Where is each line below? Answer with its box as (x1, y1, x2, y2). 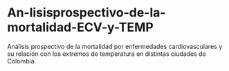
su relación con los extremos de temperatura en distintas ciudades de (7, 50, 206, 58)
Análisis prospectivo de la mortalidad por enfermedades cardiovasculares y (7, 42, 223, 50)
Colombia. (7, 57, 37, 65)
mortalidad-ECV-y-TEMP (7, 19, 154, 35)
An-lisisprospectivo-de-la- (7, 5, 166, 21)
